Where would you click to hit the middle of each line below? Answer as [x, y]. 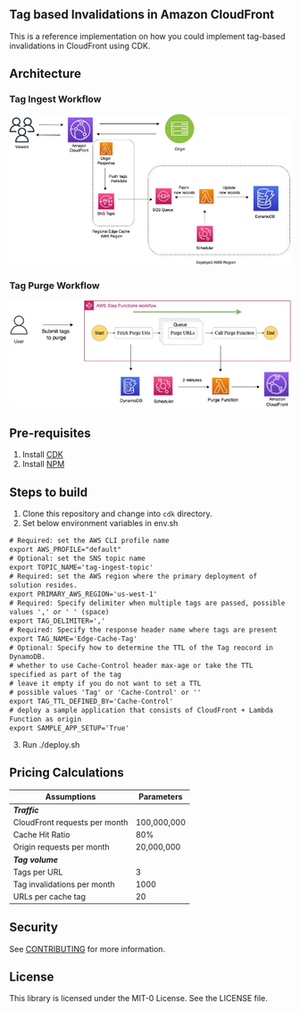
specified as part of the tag [66, 675]
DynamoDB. [28, 657]
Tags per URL [38, 872]
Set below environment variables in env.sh [100, 523]
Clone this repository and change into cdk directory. [117, 514]
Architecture [46, 74]
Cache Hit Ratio [42, 835]
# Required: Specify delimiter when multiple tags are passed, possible [147, 603]
